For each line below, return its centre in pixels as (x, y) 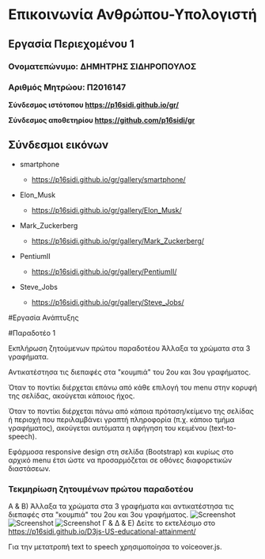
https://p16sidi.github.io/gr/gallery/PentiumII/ (104, 272)
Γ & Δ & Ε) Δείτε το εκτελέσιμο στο (159, 523)
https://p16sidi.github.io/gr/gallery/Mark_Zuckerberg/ (117, 241)
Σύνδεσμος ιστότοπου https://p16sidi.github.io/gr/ (94, 105)
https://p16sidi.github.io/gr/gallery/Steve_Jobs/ (108, 302)
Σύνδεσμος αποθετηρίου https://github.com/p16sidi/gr (102, 120)
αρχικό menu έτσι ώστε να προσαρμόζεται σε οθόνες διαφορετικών (120, 460)
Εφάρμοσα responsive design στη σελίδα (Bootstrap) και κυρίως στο (121, 451)
